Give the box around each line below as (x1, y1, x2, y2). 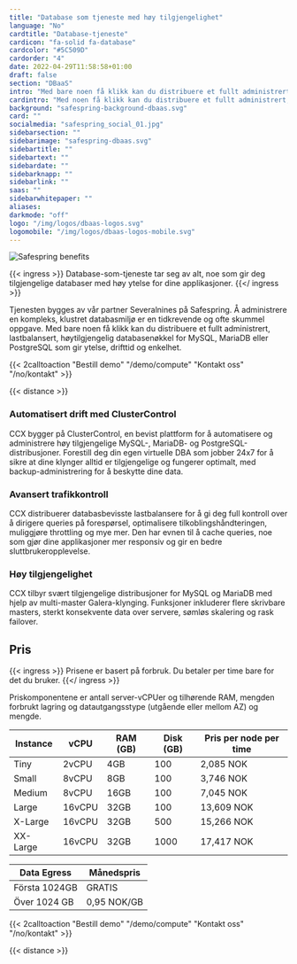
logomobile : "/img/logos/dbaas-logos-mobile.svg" (9, 227, 196, 236)
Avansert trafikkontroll (9, 488, 109, 501)
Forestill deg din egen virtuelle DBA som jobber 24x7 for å (63, 447, 274, 457)
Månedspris (88, 867, 141, 879)
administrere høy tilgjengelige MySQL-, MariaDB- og (9, 438, 200, 448)
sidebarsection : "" (9, 128, 81, 137)
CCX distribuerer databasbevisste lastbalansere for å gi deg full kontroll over (9, 508, 288, 518)
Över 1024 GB (13, 896, 74, 908)
